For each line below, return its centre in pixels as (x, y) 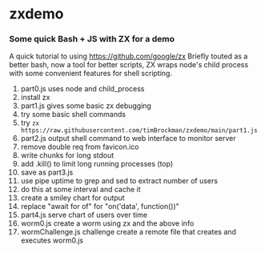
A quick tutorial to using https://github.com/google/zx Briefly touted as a (128, 56)
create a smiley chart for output (72, 198)
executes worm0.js (52, 240)
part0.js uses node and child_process (82, 89)
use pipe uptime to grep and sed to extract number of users (119, 181)
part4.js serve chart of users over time (84, 215)
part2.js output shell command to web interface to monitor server (128, 139)
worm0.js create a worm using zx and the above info (107, 223)
